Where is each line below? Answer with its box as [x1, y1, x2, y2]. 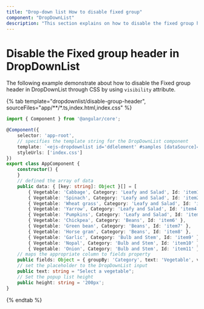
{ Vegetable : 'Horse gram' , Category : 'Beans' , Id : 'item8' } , [28, 229, 191, 235]
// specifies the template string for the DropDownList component [17, 138, 189, 144]
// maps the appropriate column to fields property [17, 251, 151, 257]
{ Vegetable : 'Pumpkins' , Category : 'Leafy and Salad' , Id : [28, 212, 183, 218]
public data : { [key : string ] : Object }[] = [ [17, 183, 137, 189]
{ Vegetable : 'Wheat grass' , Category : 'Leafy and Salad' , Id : [28, 200, 191, 207]
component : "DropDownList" [6, 15, 75, 21]
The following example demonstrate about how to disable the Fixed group [6, 80, 191, 87]
